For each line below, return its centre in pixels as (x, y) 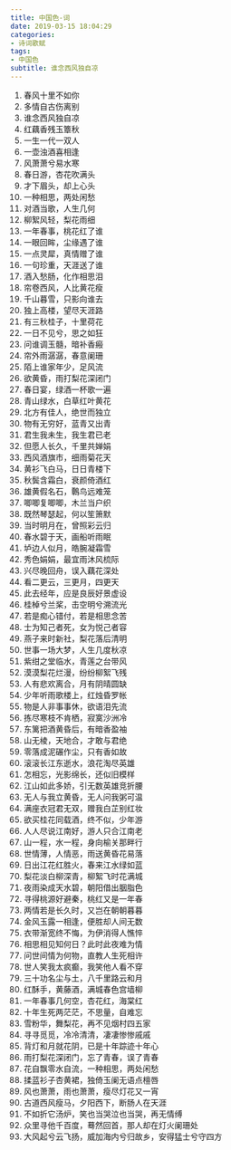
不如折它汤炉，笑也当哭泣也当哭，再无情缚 (103, 1114)
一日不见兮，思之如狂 (63, 332)
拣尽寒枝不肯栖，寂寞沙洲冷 (75, 717)
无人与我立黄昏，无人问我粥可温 (83, 797)
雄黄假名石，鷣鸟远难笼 (67, 491)
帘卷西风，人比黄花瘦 (63, 287)
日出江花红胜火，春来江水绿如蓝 (83, 865)
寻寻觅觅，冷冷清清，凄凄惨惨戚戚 (87, 1034)
